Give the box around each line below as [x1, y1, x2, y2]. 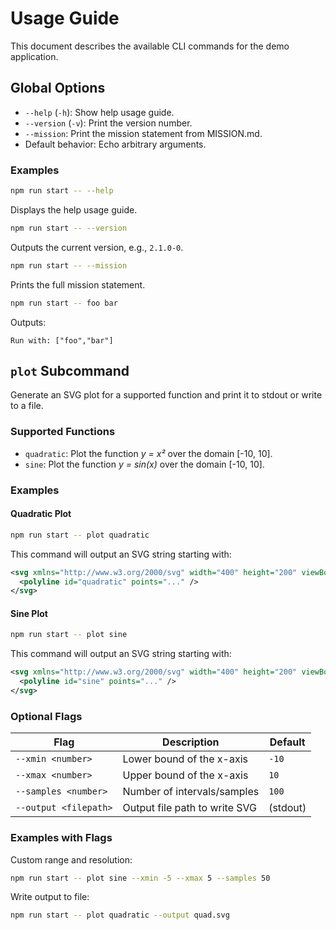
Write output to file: [10, 891, 90, 903]
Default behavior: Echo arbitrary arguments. [24, 138, 207, 150]
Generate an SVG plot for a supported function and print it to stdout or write [10, 389, 323, 401]
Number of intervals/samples [122, 785, 260, 799]
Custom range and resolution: [10, 853, 133, 866]
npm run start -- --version [10, 223, 128, 233]
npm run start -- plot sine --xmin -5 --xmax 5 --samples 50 [10, 873, 271, 883]
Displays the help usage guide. [10, 203, 138, 216]
